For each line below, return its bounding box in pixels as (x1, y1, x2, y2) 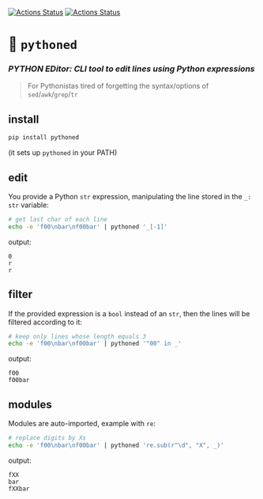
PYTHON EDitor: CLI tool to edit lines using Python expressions (8, 63, 255, 74)
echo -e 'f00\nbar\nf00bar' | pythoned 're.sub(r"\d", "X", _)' (8, 441, 224, 449)
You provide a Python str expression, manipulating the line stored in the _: (8, 191, 252, 201)
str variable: (8, 200, 49, 210)
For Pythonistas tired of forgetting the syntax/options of (27, 81, 209, 91)
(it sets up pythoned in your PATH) (8, 148, 118, 157)
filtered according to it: (8, 317, 83, 327)
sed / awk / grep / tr (27, 89, 78, 99)
